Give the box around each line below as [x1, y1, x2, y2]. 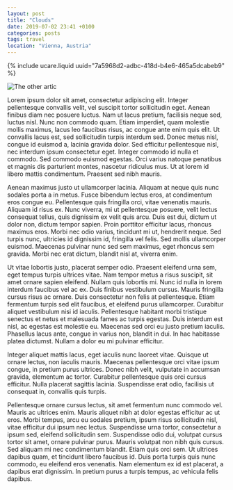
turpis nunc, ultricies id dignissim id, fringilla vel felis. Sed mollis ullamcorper [7, 235, 226, 243]
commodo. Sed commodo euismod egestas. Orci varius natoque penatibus [7, 155, 222, 163]
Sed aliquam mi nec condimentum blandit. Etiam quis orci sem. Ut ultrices [7, 446, 218, 453]
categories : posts [7, 29, 61, 37]
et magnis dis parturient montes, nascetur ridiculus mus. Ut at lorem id [7, 163, 209, 170]
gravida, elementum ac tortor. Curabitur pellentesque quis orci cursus [7, 373, 207, 381]
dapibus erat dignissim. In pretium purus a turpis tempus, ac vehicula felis [7, 467, 219, 475]
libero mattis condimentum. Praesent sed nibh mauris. [7, 170, 162, 178]
